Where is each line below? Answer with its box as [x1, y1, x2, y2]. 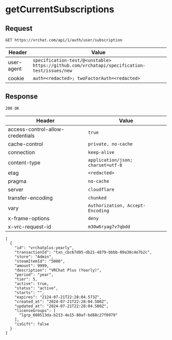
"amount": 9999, [14, 263, 50, 268]
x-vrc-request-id [8, 223, 51, 230]
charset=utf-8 [88, 162, 123, 168]
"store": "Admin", [14, 254, 54, 259]
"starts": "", [14, 290, 45, 295]
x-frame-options [8, 214, 50, 222]
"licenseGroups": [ [14, 308, 56, 313]
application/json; [88, 157, 133, 163]
